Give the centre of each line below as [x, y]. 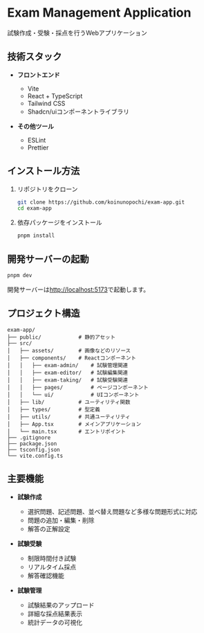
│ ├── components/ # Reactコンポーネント [72, 358]
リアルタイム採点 [52, 567]
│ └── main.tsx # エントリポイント [67, 431]
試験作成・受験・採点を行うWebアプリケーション [77, 33]
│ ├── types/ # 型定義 [54, 409]
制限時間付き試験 [52, 558]
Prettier [38, 148]
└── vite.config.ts [35, 456]
